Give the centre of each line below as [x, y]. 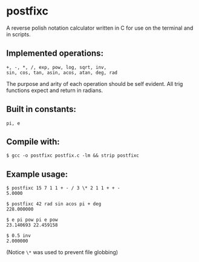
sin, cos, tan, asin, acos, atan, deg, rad [62, 73]
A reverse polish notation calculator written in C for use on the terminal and [100, 28]
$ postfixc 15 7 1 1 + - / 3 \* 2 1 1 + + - [63, 188]
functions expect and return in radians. [55, 90]
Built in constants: [41, 109]
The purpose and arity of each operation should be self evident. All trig [95, 84]
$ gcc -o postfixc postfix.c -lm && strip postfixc [73, 156]
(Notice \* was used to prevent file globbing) [62, 252]
